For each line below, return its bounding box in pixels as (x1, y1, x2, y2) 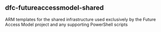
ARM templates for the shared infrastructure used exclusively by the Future (5, 16, 156, 22)
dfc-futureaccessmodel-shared (5, 4, 104, 12)
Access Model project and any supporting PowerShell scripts (5, 21, 128, 27)
